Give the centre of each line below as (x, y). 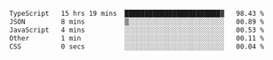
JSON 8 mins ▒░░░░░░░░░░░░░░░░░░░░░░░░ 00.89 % (137, 22)
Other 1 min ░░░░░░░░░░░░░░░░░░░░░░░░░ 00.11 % (137, 38)
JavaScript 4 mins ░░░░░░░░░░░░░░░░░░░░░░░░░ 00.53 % (137, 30)
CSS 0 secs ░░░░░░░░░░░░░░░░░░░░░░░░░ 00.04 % (137, 46)
